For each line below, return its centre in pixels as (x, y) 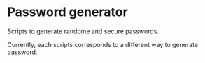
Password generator (68, 12)
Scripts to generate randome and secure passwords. (83, 31)
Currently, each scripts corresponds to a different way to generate (102, 44)
